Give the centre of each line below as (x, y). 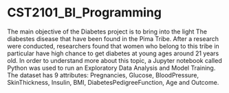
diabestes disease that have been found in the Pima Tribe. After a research (113, 38)
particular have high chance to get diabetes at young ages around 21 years (113, 53)
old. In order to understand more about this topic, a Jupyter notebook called (115, 60)
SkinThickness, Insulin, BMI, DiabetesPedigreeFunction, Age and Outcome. (113, 82)
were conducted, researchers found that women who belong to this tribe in (113, 46)
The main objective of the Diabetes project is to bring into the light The (107, 31)
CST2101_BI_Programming (84, 13)
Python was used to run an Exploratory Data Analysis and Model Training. (111, 68)
